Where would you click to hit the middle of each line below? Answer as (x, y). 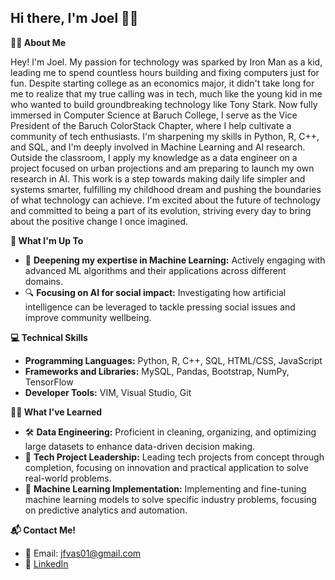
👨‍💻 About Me (38, 42)
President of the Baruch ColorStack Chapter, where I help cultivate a (151, 125)
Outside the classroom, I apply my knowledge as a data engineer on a (154, 157)
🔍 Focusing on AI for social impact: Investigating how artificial (155, 292)
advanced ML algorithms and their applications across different (155, 270)
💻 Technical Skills (49, 337)
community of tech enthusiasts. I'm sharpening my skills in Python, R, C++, (165, 136)
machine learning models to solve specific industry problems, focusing (170, 499)
